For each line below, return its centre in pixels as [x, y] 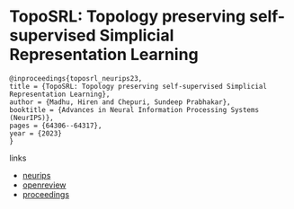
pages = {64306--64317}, [56, 126]
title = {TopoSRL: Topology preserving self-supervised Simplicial [138, 86]
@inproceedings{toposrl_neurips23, [76, 78]
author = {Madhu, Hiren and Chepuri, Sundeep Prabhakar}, [120, 102]
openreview [44, 185]
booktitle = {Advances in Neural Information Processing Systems [134, 109]
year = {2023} [36, 133]
